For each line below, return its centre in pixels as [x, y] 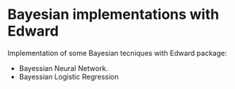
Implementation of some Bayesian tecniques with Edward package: [118, 53]
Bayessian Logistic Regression [69, 76]
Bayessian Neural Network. [64, 68]
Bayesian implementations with [114, 15]
